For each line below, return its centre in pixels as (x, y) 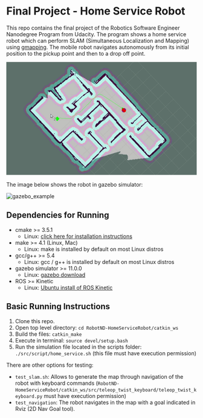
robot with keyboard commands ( (56, 383)
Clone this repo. (35, 321)
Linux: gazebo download (55, 275)
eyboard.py (29, 396)
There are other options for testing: (50, 365)
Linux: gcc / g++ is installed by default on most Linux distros (99, 262)
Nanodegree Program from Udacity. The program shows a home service (96, 34)
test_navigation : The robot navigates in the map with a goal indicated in (105, 402)
